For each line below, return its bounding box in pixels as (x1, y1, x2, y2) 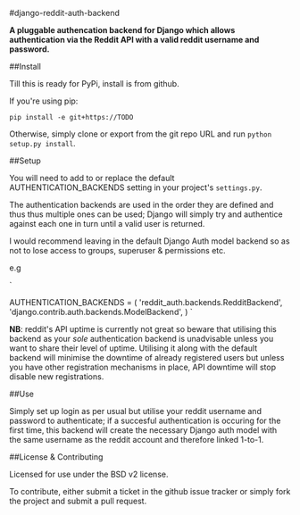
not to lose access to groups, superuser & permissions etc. (9, 245, 226, 255)
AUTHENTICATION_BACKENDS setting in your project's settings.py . (9, 182, 262, 193)
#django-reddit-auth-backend (9, 8, 121, 18)
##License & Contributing (9, 452, 104, 462)
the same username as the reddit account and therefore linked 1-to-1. (9, 435, 264, 444)
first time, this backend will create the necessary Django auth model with (9, 425, 278, 436)
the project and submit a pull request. (9, 495, 147, 506)
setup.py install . (9, 138, 76, 148)
